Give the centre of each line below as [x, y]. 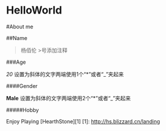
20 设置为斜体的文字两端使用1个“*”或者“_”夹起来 [65, 74]
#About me [20, 27]
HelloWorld [34, 10]
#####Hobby [23, 110]
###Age [16, 62]
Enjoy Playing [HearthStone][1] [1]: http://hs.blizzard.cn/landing [83, 121]
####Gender [22, 86]
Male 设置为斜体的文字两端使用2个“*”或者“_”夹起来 [68, 98]
